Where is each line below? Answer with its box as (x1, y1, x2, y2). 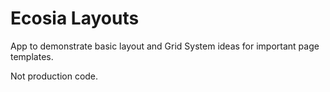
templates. (10, 50, 54, 62)
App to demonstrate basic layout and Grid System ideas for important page (10, 40, 320, 52)
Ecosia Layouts (10, 7, 140, 30)
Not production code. (10, 70, 99, 82)
